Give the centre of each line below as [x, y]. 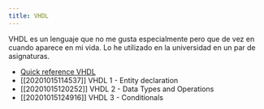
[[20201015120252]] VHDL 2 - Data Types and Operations [117, 89]
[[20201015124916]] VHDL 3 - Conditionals [92, 97]
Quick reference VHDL [58, 71]
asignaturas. [29, 56]
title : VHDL [28, 16]
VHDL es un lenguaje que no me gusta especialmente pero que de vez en [132, 39]
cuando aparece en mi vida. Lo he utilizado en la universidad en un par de [132, 47]
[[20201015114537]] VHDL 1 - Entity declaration [99, 80]
